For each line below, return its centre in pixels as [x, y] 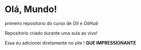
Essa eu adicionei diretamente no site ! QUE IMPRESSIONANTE [70, 43]
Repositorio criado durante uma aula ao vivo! [51, 33]
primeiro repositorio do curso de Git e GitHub [52, 23]
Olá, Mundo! [31, 9]
